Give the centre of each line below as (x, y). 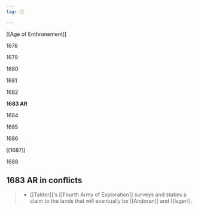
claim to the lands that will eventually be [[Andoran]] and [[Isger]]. (111, 201)
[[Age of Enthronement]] (36, 34)
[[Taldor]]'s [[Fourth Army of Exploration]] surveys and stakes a (108, 194)
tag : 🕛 (15, 12)
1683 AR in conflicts (44, 180)
